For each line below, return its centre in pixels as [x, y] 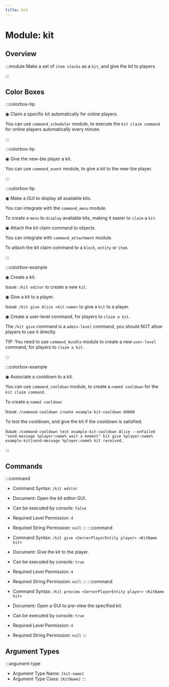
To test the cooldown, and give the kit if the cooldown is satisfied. [74, 422]
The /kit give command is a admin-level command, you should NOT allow [84, 327]
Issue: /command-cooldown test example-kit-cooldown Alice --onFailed [80, 432]
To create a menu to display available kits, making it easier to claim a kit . [81, 218]
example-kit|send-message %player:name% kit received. [64, 441]
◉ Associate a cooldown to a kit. [39, 377]
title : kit [17, 10]
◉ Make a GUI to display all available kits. [48, 198]
